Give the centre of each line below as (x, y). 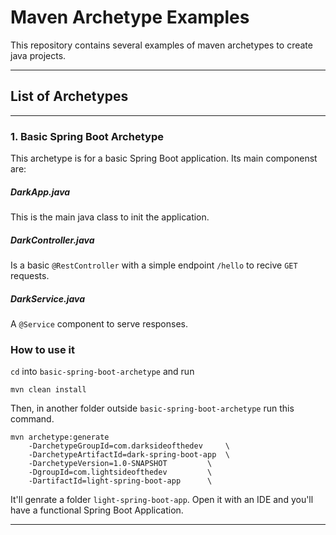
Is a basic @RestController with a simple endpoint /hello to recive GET (154, 265)
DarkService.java (48, 298)
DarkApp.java (40, 192)
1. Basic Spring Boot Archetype (87, 136)
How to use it (42, 349)
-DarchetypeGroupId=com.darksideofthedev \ (129, 446)
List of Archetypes (69, 96)
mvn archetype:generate (60, 437)
